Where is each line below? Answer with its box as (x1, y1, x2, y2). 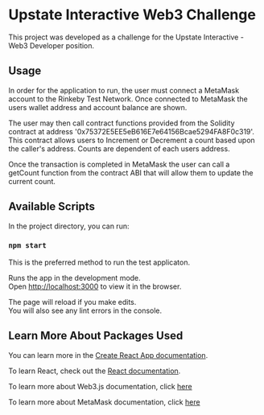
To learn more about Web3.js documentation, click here (8, 381, 192, 391)
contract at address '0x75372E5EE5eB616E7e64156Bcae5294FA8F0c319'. (8, 126, 255, 136)
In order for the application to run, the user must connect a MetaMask (8, 85, 240, 95)
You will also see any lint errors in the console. (8, 306, 163, 315)
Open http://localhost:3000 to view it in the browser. (8, 281, 182, 291)
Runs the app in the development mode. (8, 273, 141, 282)
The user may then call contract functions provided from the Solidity (8, 118, 235, 128)
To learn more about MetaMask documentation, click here (8, 397, 200, 407)
